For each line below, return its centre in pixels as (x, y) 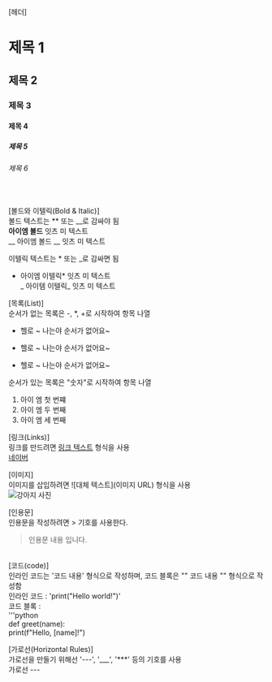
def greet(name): (37, 624)
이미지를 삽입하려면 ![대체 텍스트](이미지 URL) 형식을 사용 (99, 485)
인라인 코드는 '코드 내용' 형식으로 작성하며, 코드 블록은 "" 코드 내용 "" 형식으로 (132, 576)
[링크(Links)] (29, 437)
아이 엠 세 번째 (43, 420)
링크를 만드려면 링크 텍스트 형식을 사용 (69, 447)
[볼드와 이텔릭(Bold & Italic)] (54, 210)
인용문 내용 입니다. (58, 539)
